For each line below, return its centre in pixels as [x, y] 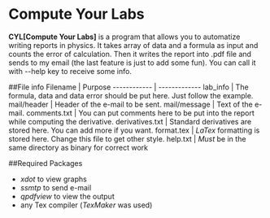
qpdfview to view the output [67, 196]
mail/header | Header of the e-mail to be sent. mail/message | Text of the [131, 104]
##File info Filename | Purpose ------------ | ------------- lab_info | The [129, 87]
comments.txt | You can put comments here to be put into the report [140, 113]
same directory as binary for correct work [78, 147]
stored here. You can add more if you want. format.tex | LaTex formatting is [134, 130]
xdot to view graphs [53, 179]
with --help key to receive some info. [70, 71]
